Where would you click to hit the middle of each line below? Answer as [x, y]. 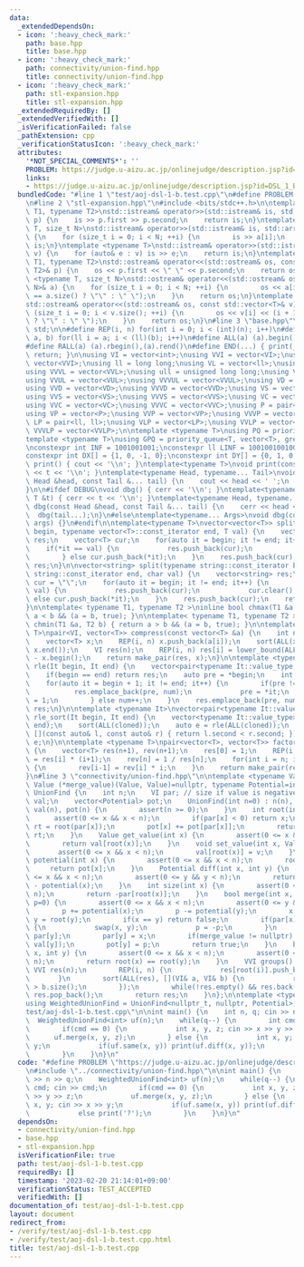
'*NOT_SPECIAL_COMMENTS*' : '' [83, 161]
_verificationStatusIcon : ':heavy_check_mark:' [109, 144]
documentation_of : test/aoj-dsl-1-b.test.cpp [96, 1206]
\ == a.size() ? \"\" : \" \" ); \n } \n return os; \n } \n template [160, 295]
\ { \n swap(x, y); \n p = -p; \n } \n [152, 928]
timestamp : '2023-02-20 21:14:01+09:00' [95, 1180]
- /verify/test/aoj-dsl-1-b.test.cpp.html [90, 1239]
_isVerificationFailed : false [74, 128]
